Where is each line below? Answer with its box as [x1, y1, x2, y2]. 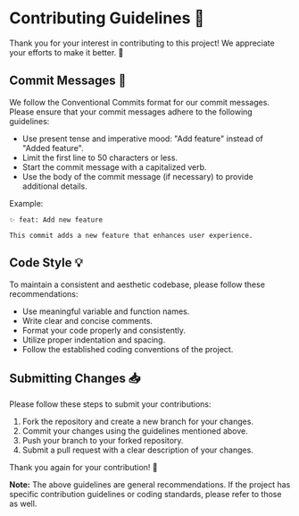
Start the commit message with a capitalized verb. [21, 161, 207, 173]
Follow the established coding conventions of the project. [21, 343, 234, 354]
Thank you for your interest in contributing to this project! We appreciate [9, 38, 275, 48]
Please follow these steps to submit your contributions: [9, 399, 212, 410]
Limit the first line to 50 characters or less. [21, 152, 179, 163]
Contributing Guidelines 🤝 [9, 8, 205, 29]
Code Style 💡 [9, 255, 83, 271]
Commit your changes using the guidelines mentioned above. [21, 426, 248, 436]
